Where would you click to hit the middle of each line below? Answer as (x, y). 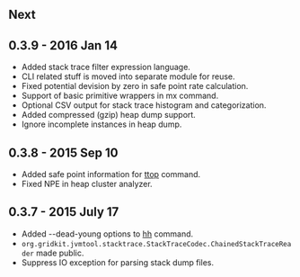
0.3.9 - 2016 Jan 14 (63, 45)
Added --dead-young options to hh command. (107, 234)
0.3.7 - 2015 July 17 (64, 212)
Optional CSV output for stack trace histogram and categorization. (144, 105)
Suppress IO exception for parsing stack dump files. (118, 262)
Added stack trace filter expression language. (106, 67)
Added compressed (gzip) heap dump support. (109, 115)
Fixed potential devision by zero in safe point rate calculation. (135, 86)
